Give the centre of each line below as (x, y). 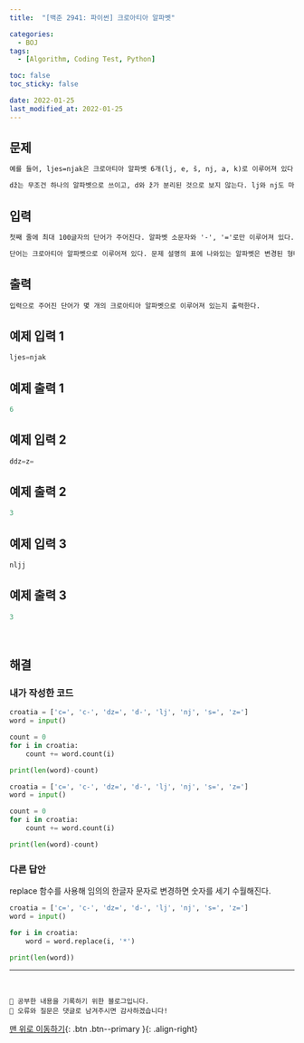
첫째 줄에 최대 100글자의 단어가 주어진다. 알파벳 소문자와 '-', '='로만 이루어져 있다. (152, 237)
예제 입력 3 (38, 544)
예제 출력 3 (38, 595)
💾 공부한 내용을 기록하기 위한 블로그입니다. (80, 1001)
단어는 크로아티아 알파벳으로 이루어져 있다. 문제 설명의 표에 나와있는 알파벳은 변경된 (146, 254)
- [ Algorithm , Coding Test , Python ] (86, 60)
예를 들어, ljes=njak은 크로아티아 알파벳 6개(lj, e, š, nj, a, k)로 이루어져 (143, 169)
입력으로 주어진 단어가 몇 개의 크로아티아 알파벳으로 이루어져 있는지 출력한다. (135, 306)
